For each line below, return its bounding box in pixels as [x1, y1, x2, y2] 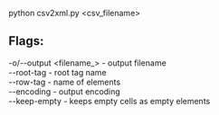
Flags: [8, 33, 44, 49]
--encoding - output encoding [8, 85, 121, 97]
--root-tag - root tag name [8, 66, 107, 77]
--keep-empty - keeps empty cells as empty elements [8, 95, 211, 106]
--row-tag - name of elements [8, 76, 121, 87]
